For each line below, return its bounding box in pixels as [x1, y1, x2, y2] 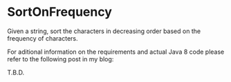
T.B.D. [7, 68, 25, 76]
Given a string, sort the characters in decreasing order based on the [7, 27, 201, 35]
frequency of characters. [7, 34, 78, 42]
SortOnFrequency [7, 4, 113, 20]
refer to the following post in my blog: [7, 54, 114, 63]
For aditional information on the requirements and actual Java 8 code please [7, 48, 225, 56]
